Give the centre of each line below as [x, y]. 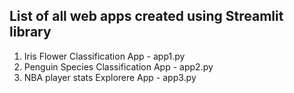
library [30, 32]
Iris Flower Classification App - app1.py [104, 56]
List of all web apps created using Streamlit [146, 16]
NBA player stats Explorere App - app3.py [110, 77]
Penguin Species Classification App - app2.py [118, 66]
